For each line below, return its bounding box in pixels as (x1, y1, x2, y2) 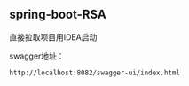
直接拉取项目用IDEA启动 (9, 31, 98, 43)
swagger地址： (9, 51, 65, 61)
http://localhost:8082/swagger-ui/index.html (9, 68, 180, 77)
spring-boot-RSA (9, 7, 106, 22)
